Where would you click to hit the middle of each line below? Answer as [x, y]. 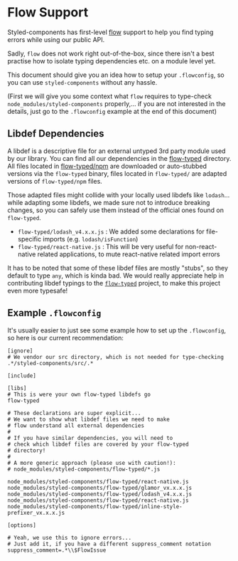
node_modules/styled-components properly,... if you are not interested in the [117, 103]
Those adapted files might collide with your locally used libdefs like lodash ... [119, 195]
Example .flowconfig [54, 313]
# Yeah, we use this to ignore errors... [70, 538]
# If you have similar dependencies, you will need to [90, 438]
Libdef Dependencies [56, 133]
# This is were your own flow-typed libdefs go [79, 394]
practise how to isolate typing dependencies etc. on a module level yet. [112, 61]
